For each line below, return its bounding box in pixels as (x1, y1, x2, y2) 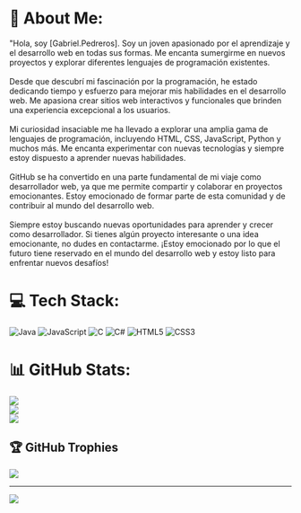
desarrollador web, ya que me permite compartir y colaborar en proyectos (9, 181, 283, 191)
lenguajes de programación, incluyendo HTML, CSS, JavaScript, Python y (9, 133, 281, 144)
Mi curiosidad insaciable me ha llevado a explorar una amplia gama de (9, 123, 269, 134)
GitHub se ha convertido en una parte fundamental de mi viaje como (9, 171, 262, 182)
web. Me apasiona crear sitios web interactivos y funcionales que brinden (9, 94, 282, 106)
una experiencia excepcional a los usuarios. (9, 104, 171, 115)
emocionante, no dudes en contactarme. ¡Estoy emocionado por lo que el (9, 238, 280, 249)
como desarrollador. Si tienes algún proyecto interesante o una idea (9, 228, 259, 239)
